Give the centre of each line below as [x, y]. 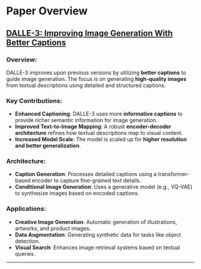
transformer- [174, 174]
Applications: [26, 209]
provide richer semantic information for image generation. [86, 120]
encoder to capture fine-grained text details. [87, 180]
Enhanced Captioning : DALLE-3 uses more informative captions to [99, 114]
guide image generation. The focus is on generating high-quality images [96, 78]
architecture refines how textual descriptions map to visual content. [99, 133]
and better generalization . [48, 146]
